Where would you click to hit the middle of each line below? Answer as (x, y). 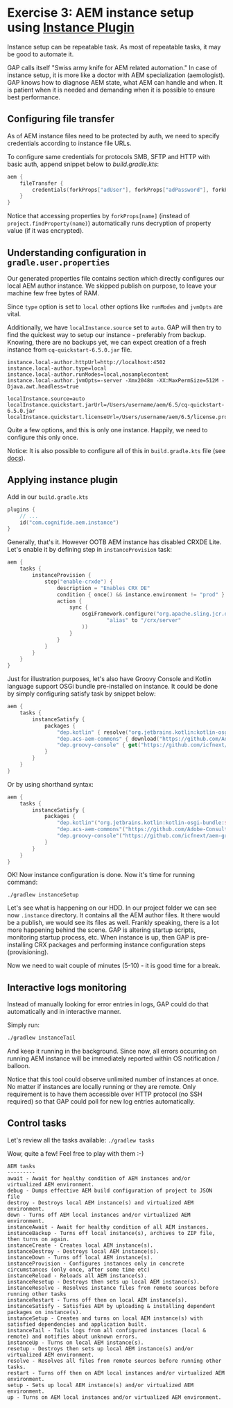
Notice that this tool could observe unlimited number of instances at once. (113, 1079)
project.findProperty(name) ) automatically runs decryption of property (109, 223)
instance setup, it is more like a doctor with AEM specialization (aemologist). (116, 75)
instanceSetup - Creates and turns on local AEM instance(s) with (105, 1318)
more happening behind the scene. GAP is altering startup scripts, (102, 930)
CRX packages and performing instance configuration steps (120, 945)
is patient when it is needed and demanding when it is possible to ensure (111, 90)
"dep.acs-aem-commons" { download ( (108, 739)
